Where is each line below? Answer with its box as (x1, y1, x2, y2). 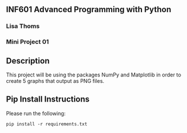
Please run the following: (6, 110, 66, 117)
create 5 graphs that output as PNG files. (6, 78, 105, 85)
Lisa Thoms (6, 22, 40, 30)
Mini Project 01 (6, 38, 49, 46)
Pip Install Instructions (6, 94, 90, 104)
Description (6, 55, 50, 66)
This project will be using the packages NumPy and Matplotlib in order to (6, 71, 181, 78)
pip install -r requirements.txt (6, 121, 88, 127)
